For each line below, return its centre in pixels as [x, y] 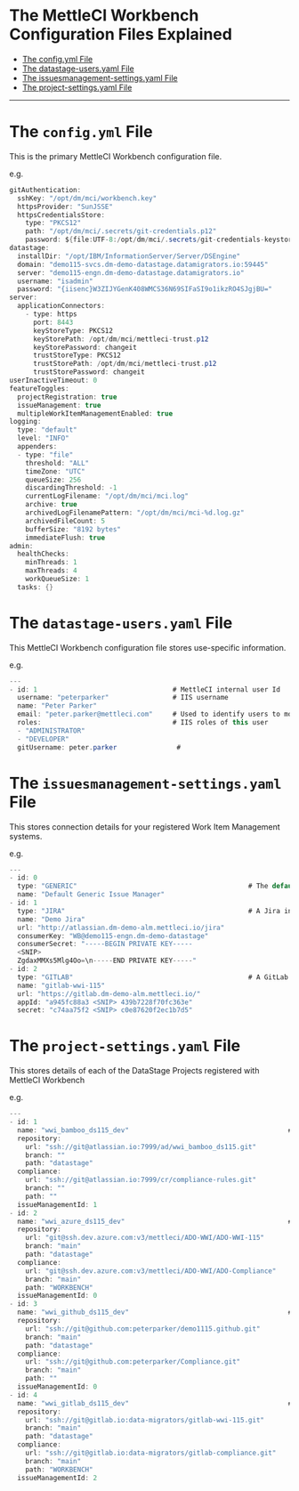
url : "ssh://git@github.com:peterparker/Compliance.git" [133, 1362]
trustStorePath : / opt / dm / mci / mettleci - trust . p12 [125, 364]
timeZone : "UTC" [56, 471]
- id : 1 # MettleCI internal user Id [145, 689]
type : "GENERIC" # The [143, 887]
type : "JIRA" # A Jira [149, 911]
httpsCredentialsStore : [61, 215]
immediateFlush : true [65, 538]
